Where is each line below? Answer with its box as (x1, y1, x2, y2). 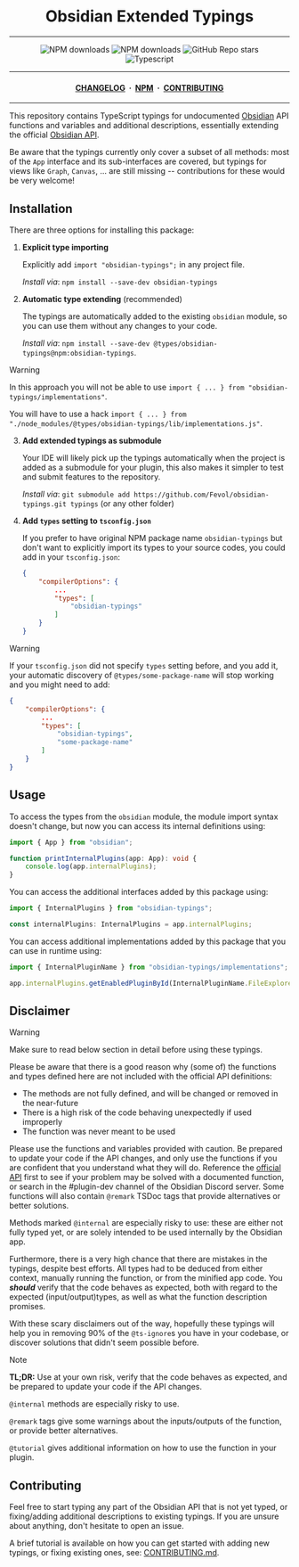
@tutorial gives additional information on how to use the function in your (9, 1442, 278, 1454)
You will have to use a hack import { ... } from (9, 408, 187, 419)
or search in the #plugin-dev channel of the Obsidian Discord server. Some (9, 1181, 285, 1192)
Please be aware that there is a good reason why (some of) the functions (9, 1062, 277, 1072)
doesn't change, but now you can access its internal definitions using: (9, 820, 266, 831)
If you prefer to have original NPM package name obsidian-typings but (21, 532, 283, 543)
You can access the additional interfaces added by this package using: (9, 887, 269, 898)
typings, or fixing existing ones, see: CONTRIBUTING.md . (9, 1547, 220, 1558)
